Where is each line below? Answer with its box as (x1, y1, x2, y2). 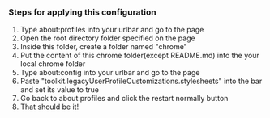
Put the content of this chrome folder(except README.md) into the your (19, 51, 259, 61)
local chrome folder (19, 59, 86, 69)
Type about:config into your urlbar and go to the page (19, 68, 200, 78)
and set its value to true (19, 85, 100, 95)
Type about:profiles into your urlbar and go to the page (19, 25, 204, 35)
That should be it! (19, 102, 79, 112)
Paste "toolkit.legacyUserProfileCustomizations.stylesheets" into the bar (19, 76, 263, 86)
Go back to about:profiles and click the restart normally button (19, 94, 229, 103)
